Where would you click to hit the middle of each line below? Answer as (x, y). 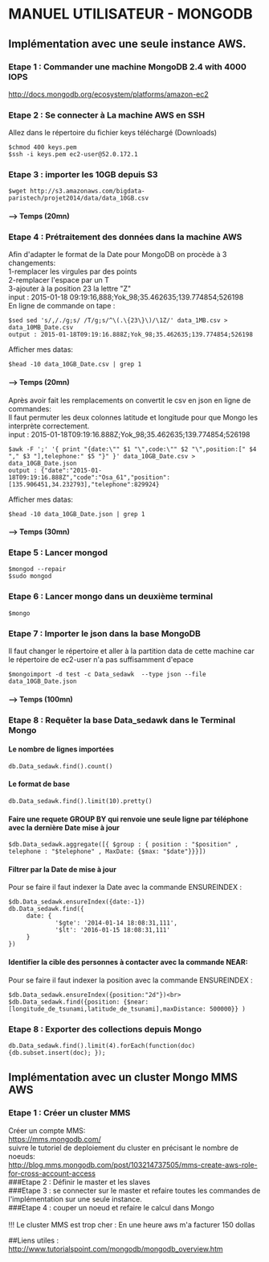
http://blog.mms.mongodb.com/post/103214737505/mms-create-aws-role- (133, 1165)
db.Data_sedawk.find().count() (61, 766)
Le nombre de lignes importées (61, 749)
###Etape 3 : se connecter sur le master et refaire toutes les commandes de (134, 1190)
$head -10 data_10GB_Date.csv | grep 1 (75, 364)
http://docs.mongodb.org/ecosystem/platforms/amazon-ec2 (108, 94)
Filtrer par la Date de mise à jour (62, 869)
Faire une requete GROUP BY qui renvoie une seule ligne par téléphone (128, 819)
